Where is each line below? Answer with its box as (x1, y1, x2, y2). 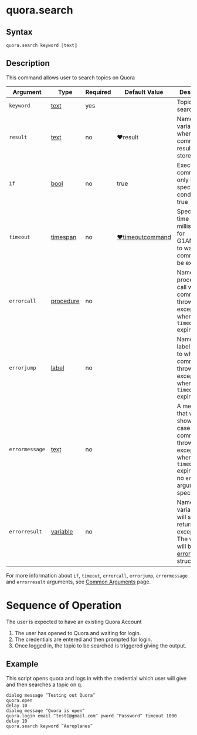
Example (6, 659, 39, 669)
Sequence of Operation (6, 599, 122, 612)
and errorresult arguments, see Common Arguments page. (6, 578, 151, 585)
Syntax (6, 27, 33, 37)
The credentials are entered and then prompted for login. (14, 636, 152, 643)
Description (6, 58, 50, 68)
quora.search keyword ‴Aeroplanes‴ (6, 723, 93, 729)
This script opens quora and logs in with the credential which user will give (6, 674, 186, 682)
